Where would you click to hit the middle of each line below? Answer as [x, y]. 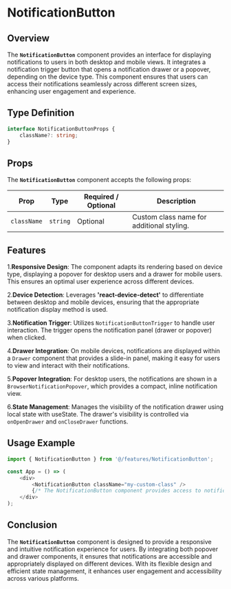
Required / [101, 197]
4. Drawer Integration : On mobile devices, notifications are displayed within [114, 351]
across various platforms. [43, 578]
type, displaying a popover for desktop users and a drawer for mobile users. [115, 274]
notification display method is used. [57, 310]
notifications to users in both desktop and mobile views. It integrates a [107, 62]
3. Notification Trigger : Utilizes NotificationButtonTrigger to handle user [111, 323]
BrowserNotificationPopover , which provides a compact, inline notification [112, 386]
